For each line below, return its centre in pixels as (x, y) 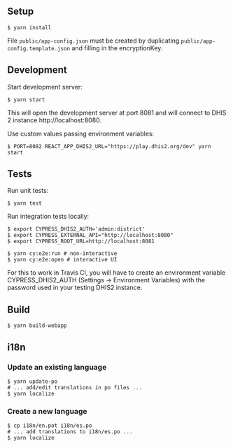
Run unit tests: (28, 191)
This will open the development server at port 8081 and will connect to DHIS (117, 113)
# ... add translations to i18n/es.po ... (70, 432)
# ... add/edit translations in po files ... (75, 387)
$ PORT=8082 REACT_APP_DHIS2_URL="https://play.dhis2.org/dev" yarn (109, 146)
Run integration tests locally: (48, 217)
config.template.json (39, 48)
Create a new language (47, 411)
